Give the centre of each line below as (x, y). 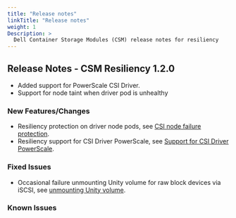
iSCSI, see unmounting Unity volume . (72, 190)
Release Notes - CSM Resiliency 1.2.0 (91, 69)
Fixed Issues (29, 167)
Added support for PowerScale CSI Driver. (79, 85)
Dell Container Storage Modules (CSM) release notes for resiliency (116, 40)
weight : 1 (22, 27)
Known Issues (32, 208)
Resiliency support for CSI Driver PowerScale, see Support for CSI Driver (123, 141)
